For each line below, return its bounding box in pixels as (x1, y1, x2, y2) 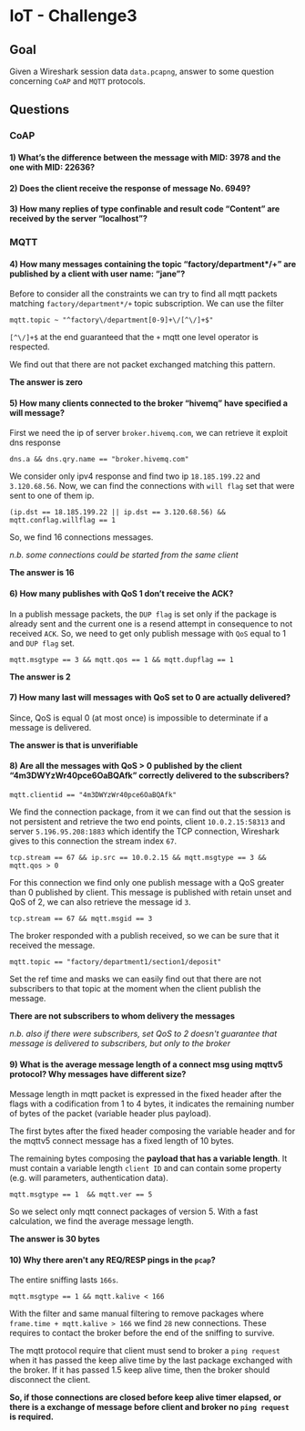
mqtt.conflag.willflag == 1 (9, 516, 117, 525)
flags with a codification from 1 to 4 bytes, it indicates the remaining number (9, 1098, 295, 1109)
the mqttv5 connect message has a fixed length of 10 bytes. (9, 1135, 235, 1146)
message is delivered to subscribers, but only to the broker (9, 1038, 230, 1049)
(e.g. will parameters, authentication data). (9, 1173, 168, 1184)
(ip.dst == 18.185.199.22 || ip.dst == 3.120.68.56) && (9, 508, 226, 517)
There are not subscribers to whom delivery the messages (9, 1011, 235, 1021)
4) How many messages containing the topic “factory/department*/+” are (9, 258, 297, 269)
